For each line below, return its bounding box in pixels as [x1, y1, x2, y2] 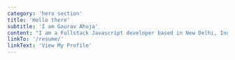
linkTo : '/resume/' [7, 36, 64, 43]
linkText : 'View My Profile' [7, 42, 92, 49]
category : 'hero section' [7, 10, 83, 17]
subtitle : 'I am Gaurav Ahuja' [7, 23, 99, 30]
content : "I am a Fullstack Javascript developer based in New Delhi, [7, 29, 218, 37]
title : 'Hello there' [7, 17, 71, 23]
